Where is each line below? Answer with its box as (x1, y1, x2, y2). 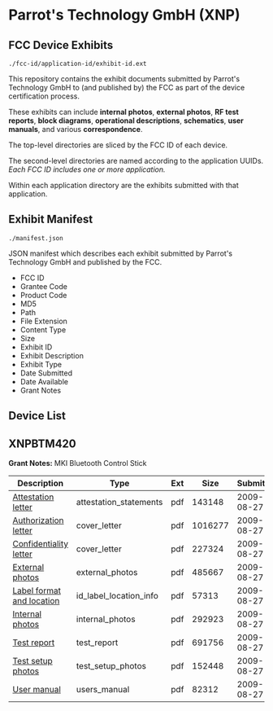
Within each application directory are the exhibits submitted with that (8, 181, 240, 190)
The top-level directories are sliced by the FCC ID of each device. (8, 140, 228, 150)
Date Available (19, 376, 69, 386)
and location (12, 595, 60, 607)
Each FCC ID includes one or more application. (8, 165, 166, 174)
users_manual (76, 684, 130, 696)
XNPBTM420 (8, 437, 76, 450)
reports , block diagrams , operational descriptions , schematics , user (8, 116, 244, 125)
